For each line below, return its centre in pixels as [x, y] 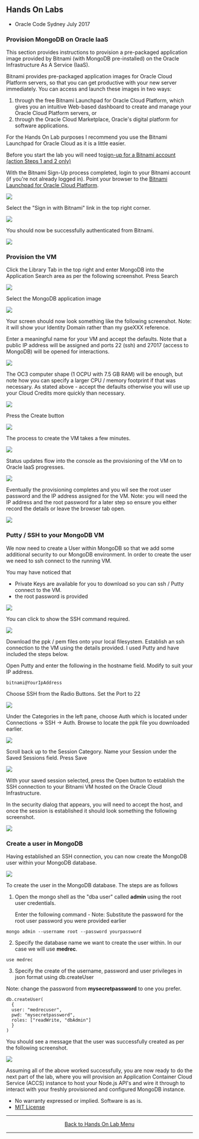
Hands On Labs [35, 10]
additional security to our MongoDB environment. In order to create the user [99, 554]
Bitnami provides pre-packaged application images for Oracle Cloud [89, 76]
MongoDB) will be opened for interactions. [58, 351]
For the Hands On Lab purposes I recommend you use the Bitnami [87, 137]
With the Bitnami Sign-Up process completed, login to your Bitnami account [98, 173]
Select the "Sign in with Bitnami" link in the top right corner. [78, 208]
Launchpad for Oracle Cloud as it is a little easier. [66, 143]
